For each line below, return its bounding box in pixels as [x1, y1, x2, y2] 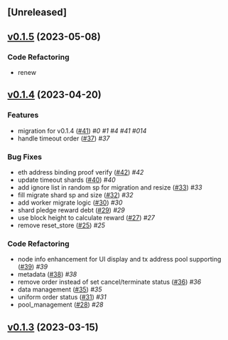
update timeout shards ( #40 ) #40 [17, 175, 116, 185]
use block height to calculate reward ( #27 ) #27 [17, 214, 155, 222]
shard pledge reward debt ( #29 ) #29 [17, 206, 126, 215]
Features [7, 110, 39, 120]
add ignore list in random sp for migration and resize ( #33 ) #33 [17, 183, 202, 192]
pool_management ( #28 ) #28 [17, 300, 104, 309]
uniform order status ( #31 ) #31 [17, 293, 107, 302]
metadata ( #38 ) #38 [17, 270, 77, 279]
